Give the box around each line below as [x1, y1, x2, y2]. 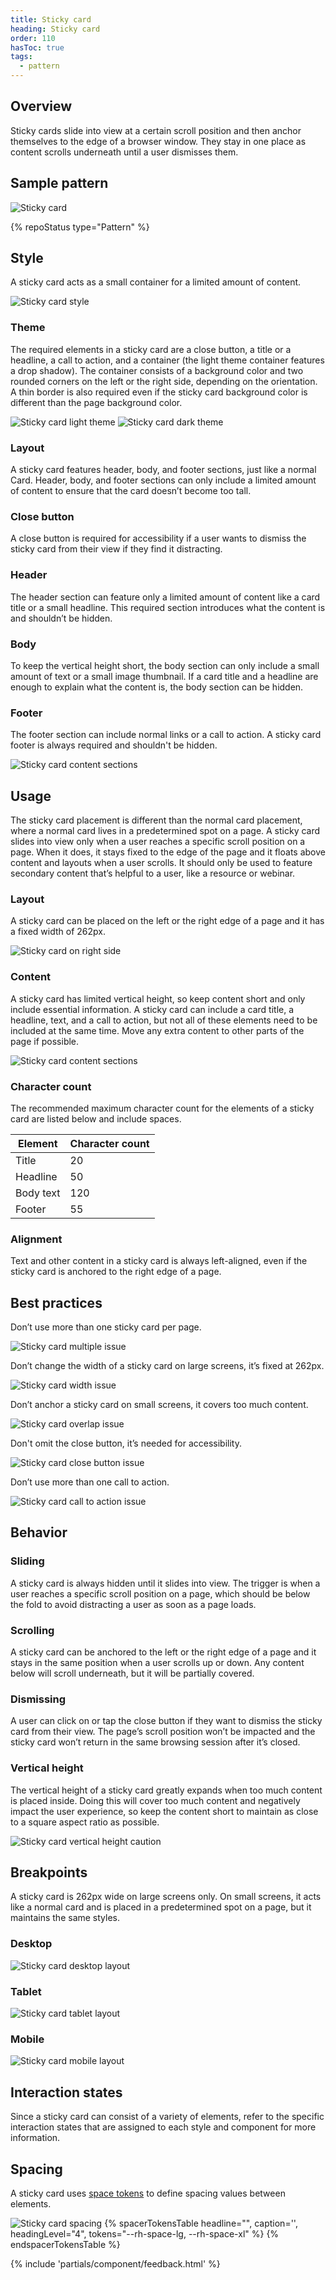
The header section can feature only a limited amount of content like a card [10, 591, 321, 603]
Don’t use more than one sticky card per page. [10, 1321, 202, 1333]
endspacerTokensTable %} [10, 2238, 121, 2250]
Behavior [10, 1524, 68, 1541]
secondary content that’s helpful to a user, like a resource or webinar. [10, 867, 296, 880]
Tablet [10, 1984, 42, 1998]
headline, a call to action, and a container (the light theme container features [10, 354, 325, 366]
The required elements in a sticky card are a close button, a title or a [10, 343, 292, 355]
